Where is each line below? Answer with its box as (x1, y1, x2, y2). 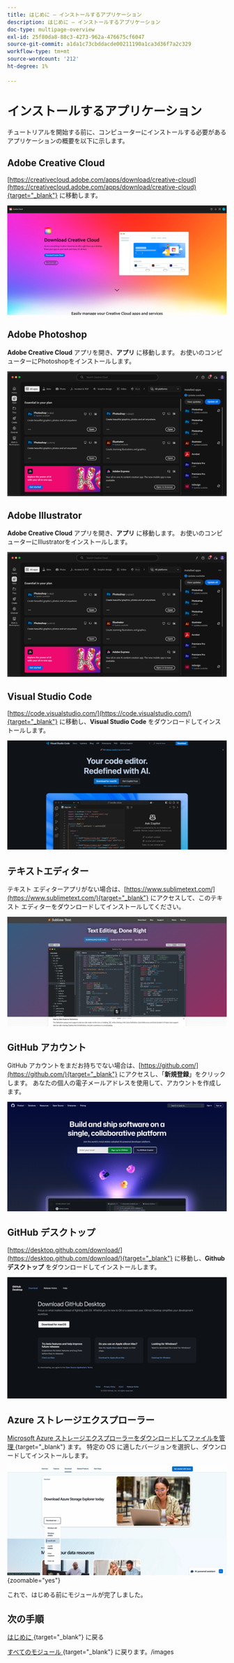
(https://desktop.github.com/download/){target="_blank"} (7, 1254, 173, 1262)
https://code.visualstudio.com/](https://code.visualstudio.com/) (9, 709, 192, 718)
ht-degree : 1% (7, 63, 49, 70)
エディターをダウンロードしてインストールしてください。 (20, 903, 185, 911)
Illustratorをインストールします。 (37, 538, 132, 546)
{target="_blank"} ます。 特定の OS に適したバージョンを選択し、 (15, 1442, 203, 1451)
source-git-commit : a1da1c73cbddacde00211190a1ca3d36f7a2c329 (7, 40, 192, 48)
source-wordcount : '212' (7, 56, 79, 63)
